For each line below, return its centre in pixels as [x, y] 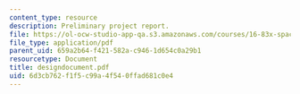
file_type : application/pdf [62, 43]
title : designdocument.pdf [59, 68]
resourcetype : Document [54, 59]
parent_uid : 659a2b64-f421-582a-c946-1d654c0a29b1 [105, 51]
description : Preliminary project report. [89, 26]
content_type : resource [54, 17]
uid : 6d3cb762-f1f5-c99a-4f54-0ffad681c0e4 [92, 76]
